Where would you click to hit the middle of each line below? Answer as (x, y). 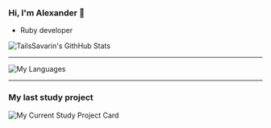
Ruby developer (46, 31)
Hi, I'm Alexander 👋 (46, 13)
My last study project (51, 97)
